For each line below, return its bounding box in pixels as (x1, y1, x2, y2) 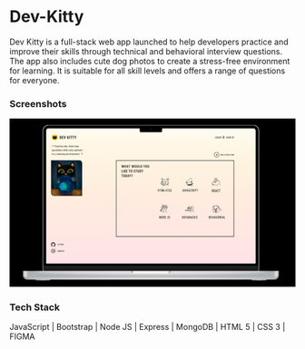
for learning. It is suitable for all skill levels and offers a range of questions (9, 65, 286, 76)
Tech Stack (9, 301, 61, 314)
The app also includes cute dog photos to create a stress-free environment (9, 55, 290, 66)
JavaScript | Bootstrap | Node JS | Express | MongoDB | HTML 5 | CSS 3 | (9, 322, 286, 333)
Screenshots (9, 97, 67, 110)
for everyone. (9, 74, 60, 85)
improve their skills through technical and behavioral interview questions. (9, 45, 283, 56)
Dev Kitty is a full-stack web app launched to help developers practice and (9, 36, 289, 47)
